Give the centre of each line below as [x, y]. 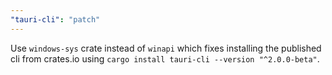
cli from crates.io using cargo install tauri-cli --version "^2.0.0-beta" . [165, 58]
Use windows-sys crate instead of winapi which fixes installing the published [166, 48]
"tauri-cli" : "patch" [55, 19]
